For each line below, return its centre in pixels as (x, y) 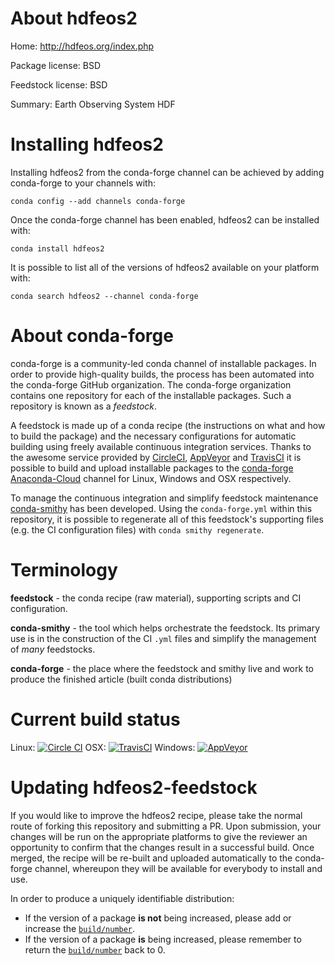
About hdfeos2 (74, 18)
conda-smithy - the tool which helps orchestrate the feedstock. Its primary (165, 628)
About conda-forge (92, 336)
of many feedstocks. (53, 649)
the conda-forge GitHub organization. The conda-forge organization (151, 384)
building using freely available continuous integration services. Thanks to (161, 446)
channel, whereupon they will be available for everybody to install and (178, 868)
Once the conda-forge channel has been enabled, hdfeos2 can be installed (165, 219)
